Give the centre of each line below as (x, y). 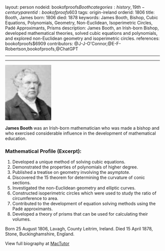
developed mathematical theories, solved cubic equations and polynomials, (82, 33)
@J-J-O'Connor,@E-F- (98, 43)
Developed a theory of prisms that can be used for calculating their (80, 214)
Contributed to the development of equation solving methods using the (84, 204)
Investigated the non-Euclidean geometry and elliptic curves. (74, 188)
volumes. (21, 219)
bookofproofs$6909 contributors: (39, 43)
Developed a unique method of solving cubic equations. (69, 162)
